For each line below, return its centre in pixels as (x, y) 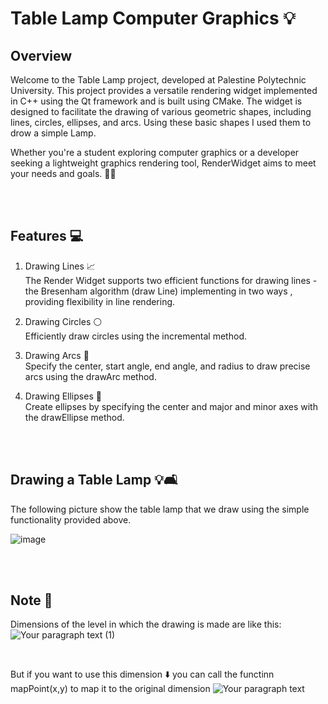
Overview (41, 55)
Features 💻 (47, 236)
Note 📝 (31, 600)
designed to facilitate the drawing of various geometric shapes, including (161, 111)
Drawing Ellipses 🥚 (63, 396)
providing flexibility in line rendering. (100, 301)
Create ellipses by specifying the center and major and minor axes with (171, 406)
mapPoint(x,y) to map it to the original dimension (110, 689)
